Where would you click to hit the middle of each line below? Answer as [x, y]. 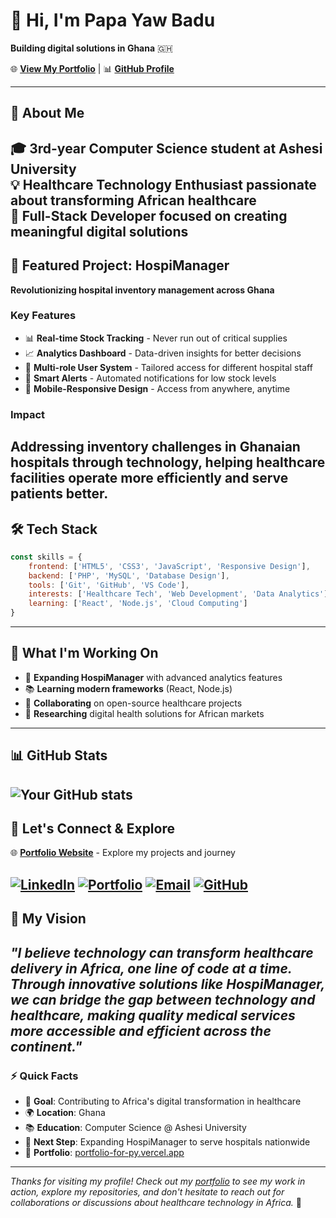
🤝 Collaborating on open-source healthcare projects [133, 703]
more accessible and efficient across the [141, 1030]
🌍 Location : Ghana [65, 1112]
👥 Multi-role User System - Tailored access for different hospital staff [168, 367]
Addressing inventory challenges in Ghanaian [155, 447]
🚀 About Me [47, 113]
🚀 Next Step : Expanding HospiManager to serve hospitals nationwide [167, 1141]
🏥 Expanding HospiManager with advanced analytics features [153, 677]
